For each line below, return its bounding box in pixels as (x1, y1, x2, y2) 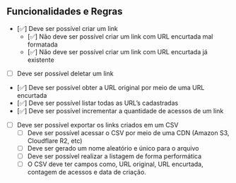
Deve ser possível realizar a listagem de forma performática (27, 152, 202, 160)
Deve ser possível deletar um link (16, 69, 114, 77)
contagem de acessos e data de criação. (27, 168, 146, 177)
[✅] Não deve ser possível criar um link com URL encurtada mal (27, 32, 213, 41)
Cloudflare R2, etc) (27, 137, 83, 145)
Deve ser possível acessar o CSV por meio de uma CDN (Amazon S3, (27, 128, 230, 137)
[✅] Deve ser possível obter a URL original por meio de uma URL (16, 83, 205, 91)
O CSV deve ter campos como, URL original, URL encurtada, (27, 160, 203, 168)
